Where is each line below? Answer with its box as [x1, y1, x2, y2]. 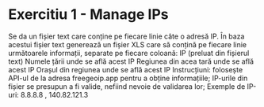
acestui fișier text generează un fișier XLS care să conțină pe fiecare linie [8, 39, 247, 49]
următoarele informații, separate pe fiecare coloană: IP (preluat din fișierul [8, 48, 250, 57]
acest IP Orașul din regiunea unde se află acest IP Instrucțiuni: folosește [8, 65, 243, 74]
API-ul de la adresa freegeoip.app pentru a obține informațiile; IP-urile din [8, 73, 248, 83]
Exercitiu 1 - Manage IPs [8, 6, 169, 24]
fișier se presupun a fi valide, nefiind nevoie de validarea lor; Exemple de [8, 81, 246, 91]
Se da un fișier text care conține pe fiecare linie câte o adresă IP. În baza [8, 31, 245, 41]
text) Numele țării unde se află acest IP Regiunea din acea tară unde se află [8, 57, 254, 66]
